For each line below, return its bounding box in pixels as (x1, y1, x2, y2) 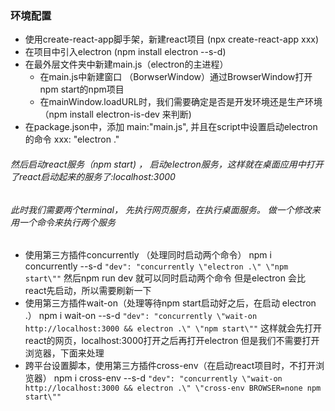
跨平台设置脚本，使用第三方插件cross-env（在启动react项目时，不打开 (24, 360, 317, 372)
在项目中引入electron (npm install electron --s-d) (24, 46, 227, 58)
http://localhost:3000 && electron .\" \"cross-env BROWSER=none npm (24, 383, 322, 394)
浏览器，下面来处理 (24, 347, 105, 359)
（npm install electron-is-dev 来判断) (39, 108, 192, 121)
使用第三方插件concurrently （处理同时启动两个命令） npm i (24, 249, 272, 261)
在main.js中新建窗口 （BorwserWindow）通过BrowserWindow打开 (39, 71, 313, 83)
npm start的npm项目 (39, 83, 125, 96)
